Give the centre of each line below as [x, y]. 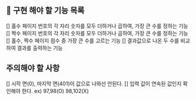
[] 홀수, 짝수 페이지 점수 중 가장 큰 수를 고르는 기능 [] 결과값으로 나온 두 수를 [93, 41]
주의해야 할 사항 [33, 69]
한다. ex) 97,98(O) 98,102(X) [55, 91]
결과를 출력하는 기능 [40, 48]
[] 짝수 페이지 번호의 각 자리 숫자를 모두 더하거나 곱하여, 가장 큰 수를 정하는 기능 [97, 33]
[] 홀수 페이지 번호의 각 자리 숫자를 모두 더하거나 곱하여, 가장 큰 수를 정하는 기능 [97, 26]
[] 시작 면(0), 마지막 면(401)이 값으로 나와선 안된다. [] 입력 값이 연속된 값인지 [94, 84]
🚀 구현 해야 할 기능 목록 [45, 11]
